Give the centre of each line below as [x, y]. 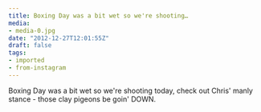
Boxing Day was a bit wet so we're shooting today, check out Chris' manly [130, 90]
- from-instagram [37, 68]
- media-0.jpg [32, 30]
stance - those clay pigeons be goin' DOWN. [82, 99]
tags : [17, 53]
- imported [27, 61]
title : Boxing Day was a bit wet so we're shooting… [98, 16]
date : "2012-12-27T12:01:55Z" [59, 38]
